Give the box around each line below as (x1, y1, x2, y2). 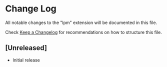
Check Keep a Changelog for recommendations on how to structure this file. (5, 29, 162, 35)
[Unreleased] (5, 43, 47, 52)
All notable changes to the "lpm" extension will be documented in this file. (5, 19, 157, 25)
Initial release (12, 57, 40, 63)
